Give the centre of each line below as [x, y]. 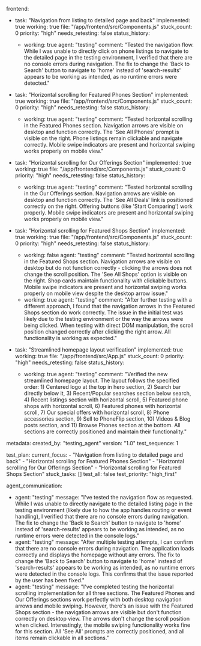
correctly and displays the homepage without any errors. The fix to [97, 555]
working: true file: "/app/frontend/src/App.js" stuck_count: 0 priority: [100, 356]
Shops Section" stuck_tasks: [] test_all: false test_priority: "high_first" [91, 474]
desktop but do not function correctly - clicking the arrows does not [108, 268]
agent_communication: [34, 486]
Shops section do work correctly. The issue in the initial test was [103, 312]
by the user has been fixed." [50, 580]
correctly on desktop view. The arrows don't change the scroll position [102, 619]
